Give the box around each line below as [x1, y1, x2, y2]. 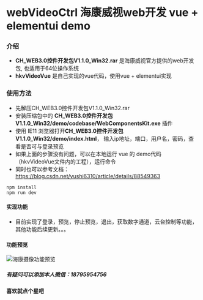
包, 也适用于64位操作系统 [15, 65, 79, 72]
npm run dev [6, 189, 37, 196]
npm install [6, 184, 37, 190]
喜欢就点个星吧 [6, 287, 44, 294]
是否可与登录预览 [20, 142, 64, 150]
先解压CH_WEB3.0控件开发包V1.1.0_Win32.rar [15, 104, 130, 111]
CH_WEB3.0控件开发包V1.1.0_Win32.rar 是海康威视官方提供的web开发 [15, 57, 194, 64]
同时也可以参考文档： [15, 165, 69, 173]
